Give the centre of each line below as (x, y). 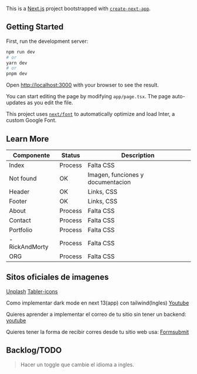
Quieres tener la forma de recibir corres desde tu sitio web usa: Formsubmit (98, 332)
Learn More (28, 138)
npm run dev (21, 52)
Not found (23, 178)
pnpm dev (17, 74)
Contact (20, 220)
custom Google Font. (31, 121)
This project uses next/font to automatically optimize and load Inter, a (91, 114)
